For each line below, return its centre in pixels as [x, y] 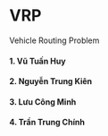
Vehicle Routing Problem [54, 40]
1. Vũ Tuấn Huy [37, 61]
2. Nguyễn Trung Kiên [51, 81]
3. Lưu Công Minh [43, 102]
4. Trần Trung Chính [47, 123]
